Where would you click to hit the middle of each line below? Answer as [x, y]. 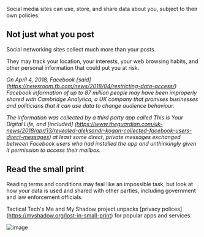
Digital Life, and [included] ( [42, 124]
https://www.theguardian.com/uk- [119, 124]
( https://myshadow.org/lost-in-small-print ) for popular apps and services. [99, 215]
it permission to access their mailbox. [54, 150]
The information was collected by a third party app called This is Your [95, 117]
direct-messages [28, 137]
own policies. [23, 15]
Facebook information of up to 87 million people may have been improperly [102, 92]
